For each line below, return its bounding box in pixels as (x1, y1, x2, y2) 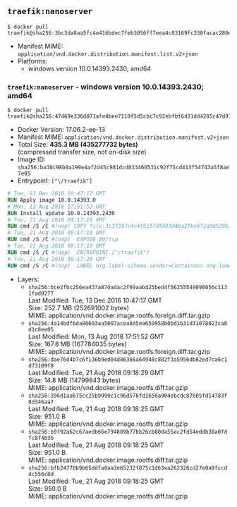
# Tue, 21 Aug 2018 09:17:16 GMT (7, 216, 106, 224)
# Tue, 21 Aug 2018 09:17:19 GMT (7, 243, 106, 250)
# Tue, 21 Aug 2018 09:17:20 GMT (7, 255, 106, 262)
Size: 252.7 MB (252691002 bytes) (28, 303, 129, 312)
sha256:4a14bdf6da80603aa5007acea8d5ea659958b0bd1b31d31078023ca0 (28, 319, 228, 327)
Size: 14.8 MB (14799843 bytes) (28, 376, 121, 384)
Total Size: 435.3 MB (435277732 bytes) (17, 140, 139, 149)
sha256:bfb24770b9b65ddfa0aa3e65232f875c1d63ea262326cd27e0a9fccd (28, 464, 228, 472)
